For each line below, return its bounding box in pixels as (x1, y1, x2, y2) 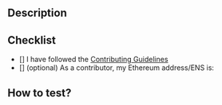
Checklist (7, 33, 57, 47)
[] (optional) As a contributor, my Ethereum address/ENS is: (18, 63, 215, 72)
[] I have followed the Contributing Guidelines (18, 55, 168, 64)
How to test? (7, 86, 72, 99)
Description (7, 6, 67, 20)
